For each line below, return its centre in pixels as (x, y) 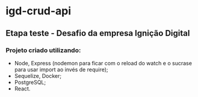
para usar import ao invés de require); (61, 69)
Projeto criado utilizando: (43, 50)
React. (22, 89)
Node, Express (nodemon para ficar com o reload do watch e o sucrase (103, 63)
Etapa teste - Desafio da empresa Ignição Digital (98, 33)
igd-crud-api (39, 11)
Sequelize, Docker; (38, 75)
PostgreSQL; (30, 82)
